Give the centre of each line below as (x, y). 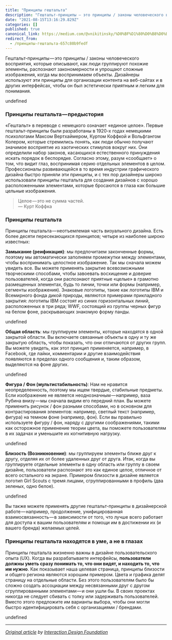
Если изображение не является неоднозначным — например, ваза (78, 395)
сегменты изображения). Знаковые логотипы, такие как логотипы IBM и (84, 290)
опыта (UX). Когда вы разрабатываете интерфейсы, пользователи (78, 558)
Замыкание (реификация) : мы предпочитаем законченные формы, (80, 252)
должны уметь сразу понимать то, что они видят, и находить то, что (82, 563)
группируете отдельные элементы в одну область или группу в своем (82, 464)
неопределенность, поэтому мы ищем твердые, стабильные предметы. (84, 390)
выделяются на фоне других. (37, 364)
